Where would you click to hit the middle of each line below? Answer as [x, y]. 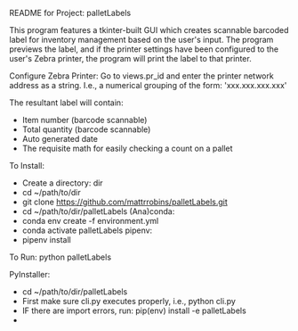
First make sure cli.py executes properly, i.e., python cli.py [129, 301]
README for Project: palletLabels [70, 13]
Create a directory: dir [63, 183]
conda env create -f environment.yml [90, 221]
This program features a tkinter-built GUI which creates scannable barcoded [149, 30]
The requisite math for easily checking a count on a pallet [127, 148]
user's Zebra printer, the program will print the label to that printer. [130, 58]
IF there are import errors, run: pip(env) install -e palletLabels [134, 310]
